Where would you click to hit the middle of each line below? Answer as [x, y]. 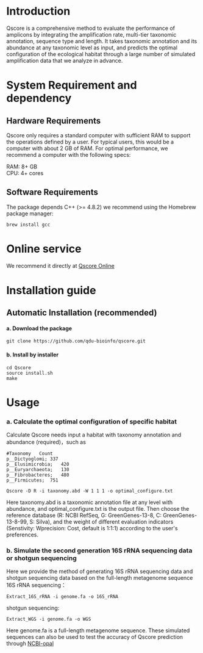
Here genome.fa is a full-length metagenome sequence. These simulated [98, 630]
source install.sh [30, 373]
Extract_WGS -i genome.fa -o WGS [49, 619]
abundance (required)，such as [46, 442]
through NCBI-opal [30, 644]
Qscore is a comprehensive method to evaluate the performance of [91, 28]
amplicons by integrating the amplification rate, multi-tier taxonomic [91, 34]
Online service [44, 249]
